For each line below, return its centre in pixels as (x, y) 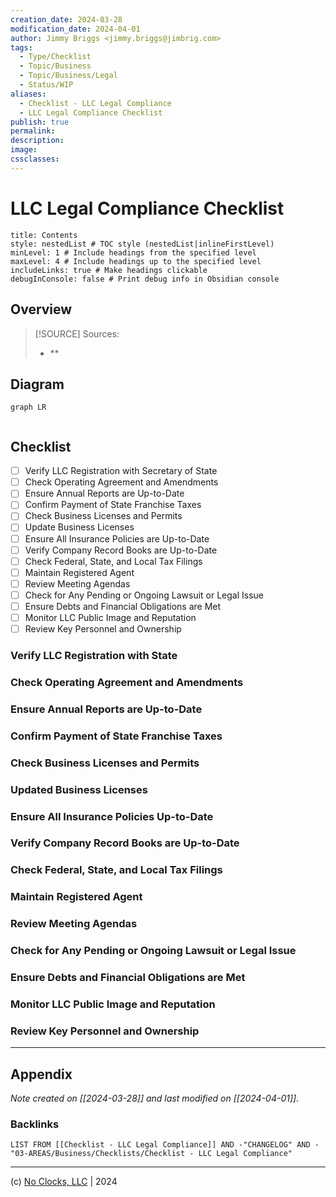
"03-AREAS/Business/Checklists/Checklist (98, 1154)
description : (37, 141)
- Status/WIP (46, 85)
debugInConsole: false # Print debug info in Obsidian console (145, 279)
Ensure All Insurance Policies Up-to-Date (112, 816)
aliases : (28, 94)
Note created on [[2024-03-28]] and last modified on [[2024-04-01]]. (155, 1098)
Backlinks (35, 1124)
